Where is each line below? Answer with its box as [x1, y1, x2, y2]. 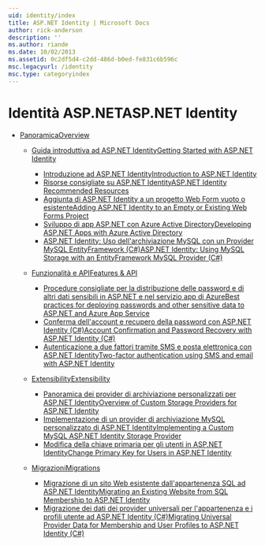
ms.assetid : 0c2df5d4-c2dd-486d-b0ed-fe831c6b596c [8, 56, 178, 64]
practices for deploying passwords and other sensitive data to [43, 300, 244, 310]
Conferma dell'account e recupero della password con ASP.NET [43, 317, 252, 326]
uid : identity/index [8, 11, 77, 20]
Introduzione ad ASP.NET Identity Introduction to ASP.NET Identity [43, 169, 257, 178]
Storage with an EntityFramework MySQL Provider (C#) [43, 253, 223, 262]
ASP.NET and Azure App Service [43, 308, 150, 318]
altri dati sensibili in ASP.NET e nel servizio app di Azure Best [43, 292, 241, 301]
